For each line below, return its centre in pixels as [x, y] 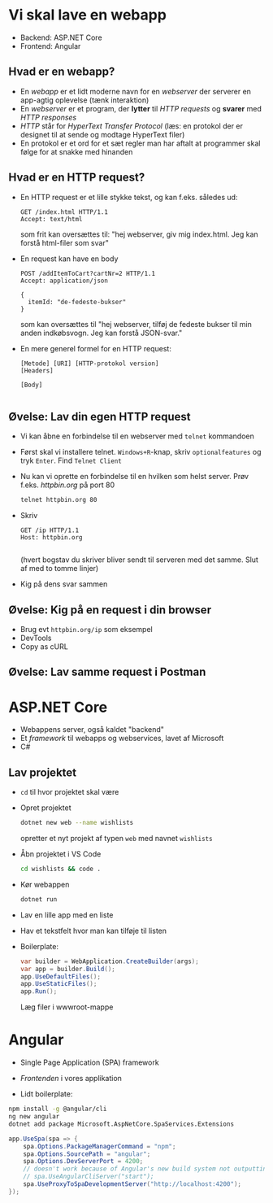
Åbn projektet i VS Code [61, 854]
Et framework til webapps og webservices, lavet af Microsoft [122, 739]
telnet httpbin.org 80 [58, 500]
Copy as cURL [44, 647]
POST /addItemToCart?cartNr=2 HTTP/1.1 [88, 273]
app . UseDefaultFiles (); [61, 976]
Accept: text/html [51, 219]
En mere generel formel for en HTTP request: [96, 348]
